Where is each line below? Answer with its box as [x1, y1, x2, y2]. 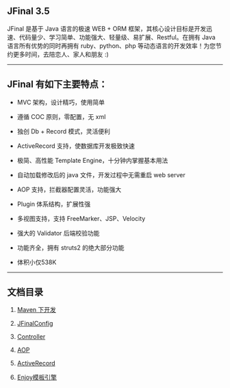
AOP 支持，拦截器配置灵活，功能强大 [16, 185, 122, 194]
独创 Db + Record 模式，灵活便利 [16, 127, 111, 135]
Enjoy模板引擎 [16, 373, 57, 382]
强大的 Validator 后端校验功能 [16, 229, 100, 237]
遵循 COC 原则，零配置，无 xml [16, 112, 106, 120]
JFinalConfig [16, 320, 53, 328]
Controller [16, 333, 46, 341]
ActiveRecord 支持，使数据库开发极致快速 [16, 142, 136, 150]
